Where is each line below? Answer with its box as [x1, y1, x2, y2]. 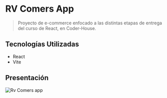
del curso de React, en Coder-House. [17, 25, 96, 31]
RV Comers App [5, 3, 74, 15]
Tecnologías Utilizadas [5, 40, 79, 49]
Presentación [5, 74, 49, 82]
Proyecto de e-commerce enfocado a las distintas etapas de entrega [17, 20, 162, 26]
